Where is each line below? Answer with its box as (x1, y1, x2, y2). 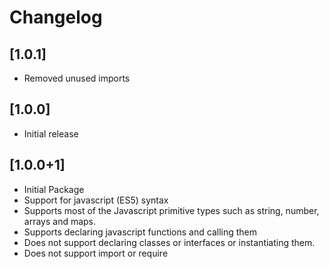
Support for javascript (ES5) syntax (23, 194, 169, 206)
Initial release (23, 127, 79, 140)
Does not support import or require (23, 247, 169, 259)
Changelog (9, 6, 103, 29)
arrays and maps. (23, 215, 97, 227)
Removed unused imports (23, 72, 131, 84)
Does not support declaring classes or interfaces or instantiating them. (23, 236, 316, 248)
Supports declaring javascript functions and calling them (23, 226, 257, 238)
